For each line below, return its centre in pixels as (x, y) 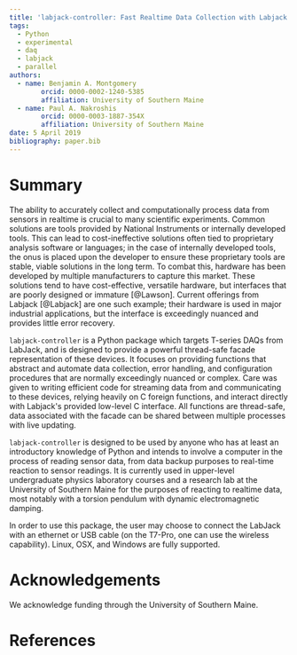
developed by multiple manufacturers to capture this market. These (132, 275)
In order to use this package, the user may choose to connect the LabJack (145, 525)
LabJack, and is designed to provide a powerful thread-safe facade (132, 349)
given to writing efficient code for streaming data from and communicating (145, 387)
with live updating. (43, 425)
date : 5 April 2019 (45, 133)
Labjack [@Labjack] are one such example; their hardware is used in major (145, 304)
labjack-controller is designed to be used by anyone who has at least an (144, 442)
